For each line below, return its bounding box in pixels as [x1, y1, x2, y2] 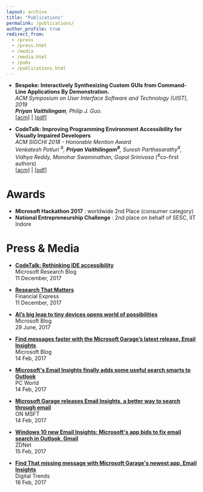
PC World [14, 379, 39, 386]
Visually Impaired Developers [14, 132, 91, 139]
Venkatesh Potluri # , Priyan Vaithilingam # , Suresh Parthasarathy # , [14, 145, 182, 153]
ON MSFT [14, 410, 40, 418]
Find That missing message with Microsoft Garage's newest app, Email [14, 459, 197, 467]
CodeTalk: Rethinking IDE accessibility [14, 261, 114, 269]
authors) [14, 160, 36, 167]
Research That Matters [14, 286, 74, 294]
